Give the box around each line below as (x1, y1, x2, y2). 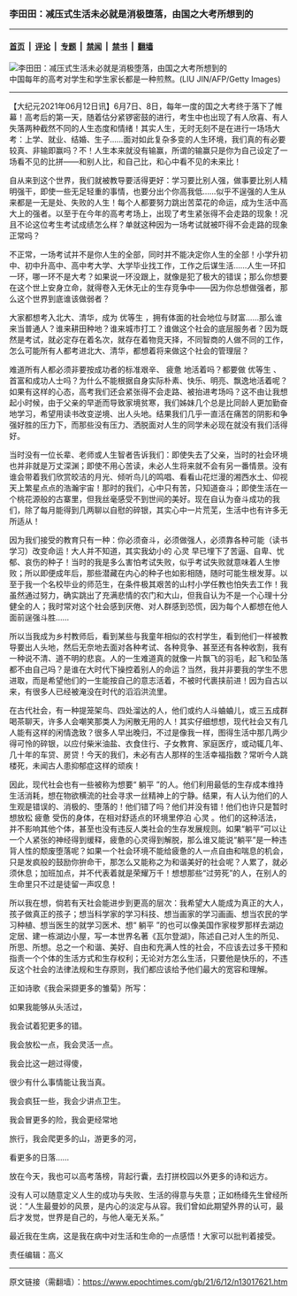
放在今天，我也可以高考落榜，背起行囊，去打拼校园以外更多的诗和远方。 (9, 1170, 272, 1181)
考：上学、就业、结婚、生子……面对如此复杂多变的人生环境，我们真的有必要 (9, 134, 286, 144)
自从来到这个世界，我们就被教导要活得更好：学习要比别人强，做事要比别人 (9, 174, 280, 185)
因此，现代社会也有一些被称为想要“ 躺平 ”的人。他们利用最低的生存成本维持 (9, 779, 285, 790)
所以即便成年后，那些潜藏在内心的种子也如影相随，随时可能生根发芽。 (24, 567, 280, 578)
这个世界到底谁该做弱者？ (16, 293, 110, 304)
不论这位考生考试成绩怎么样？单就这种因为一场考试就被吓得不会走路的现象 (16, 219, 288, 229)
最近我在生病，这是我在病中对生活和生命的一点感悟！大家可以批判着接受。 (9, 1230, 280, 1241)
